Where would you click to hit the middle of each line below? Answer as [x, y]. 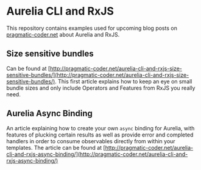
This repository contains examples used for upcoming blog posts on [92, 28]
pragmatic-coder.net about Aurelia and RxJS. [63, 34]
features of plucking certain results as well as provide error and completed [100, 135]
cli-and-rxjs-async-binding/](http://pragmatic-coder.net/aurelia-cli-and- [97, 154]
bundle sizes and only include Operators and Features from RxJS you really [101, 88]
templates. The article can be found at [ [56, 147]
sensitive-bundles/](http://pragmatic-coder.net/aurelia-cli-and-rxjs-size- [98, 75]
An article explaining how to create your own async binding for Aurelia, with [100, 128]
